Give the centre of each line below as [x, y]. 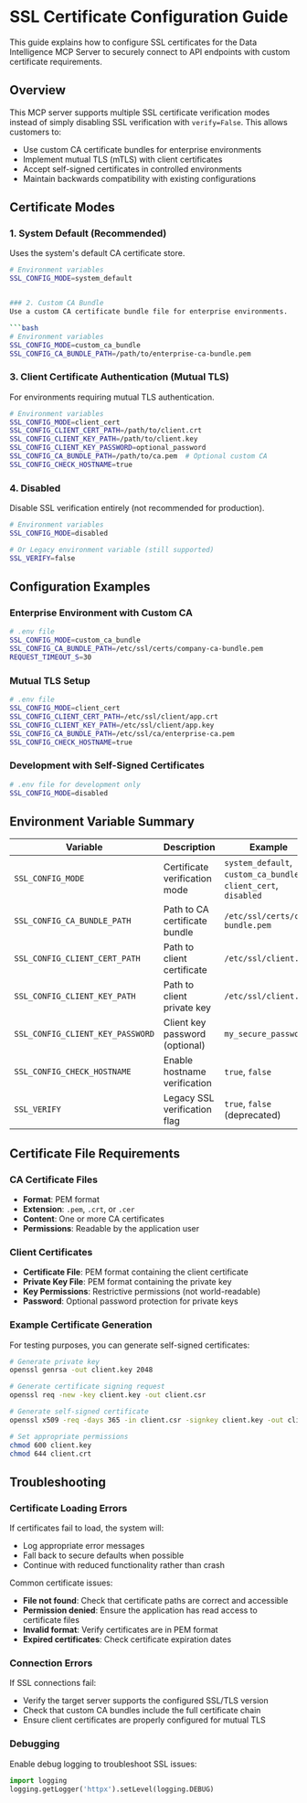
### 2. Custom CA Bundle [57, 304]
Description [189, 848]
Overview [38, 90]
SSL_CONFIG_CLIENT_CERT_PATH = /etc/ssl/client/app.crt [114, 716]
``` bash [24, 328]
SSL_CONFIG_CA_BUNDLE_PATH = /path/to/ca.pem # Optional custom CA [138, 456]
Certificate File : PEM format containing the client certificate [135, 1272]
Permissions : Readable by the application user [111, 1228]
